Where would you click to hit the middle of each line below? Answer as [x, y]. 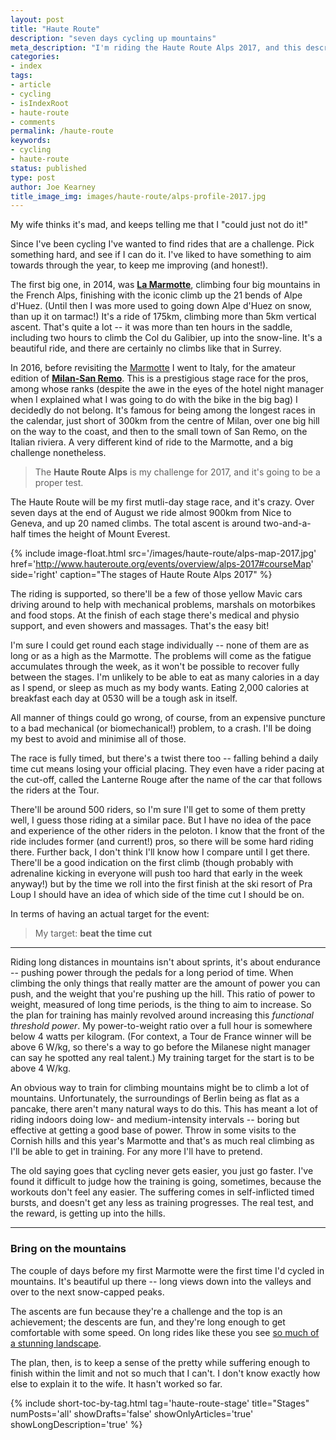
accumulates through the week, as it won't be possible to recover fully [155, 667]
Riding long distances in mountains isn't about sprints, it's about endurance [165, 962]
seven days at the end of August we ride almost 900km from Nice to [151, 513]
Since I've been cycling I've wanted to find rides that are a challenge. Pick [162, 244]
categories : [35, 57]
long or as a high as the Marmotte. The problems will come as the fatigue [161, 656]
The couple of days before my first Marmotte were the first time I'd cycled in [167, 1270]
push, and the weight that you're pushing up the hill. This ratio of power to [163, 994]
